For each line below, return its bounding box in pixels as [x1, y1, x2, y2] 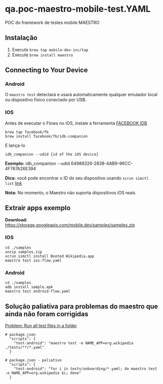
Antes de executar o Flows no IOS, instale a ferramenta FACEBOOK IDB [5, 120, 147, 126]
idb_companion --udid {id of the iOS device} [5, 152, 98, 157]
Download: [5, 217, 28, 222]
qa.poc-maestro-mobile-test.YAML [5, 3, 151, 15]
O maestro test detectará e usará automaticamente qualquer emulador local [5, 92, 158, 98]
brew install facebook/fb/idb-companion [5, 134, 88, 139]
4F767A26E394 [5, 165, 36, 171]
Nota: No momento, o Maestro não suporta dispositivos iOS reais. [5, 189, 137, 196]
